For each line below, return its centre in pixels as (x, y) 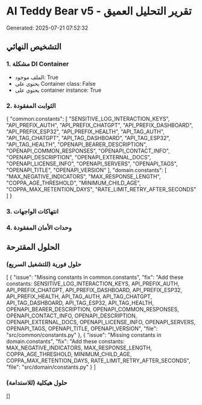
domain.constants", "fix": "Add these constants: (65, 342)
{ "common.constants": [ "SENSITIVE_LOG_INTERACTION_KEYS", (88, 118)
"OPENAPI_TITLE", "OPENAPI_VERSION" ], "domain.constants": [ (87, 170)
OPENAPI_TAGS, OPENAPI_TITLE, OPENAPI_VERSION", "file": (82, 329)
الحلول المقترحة (33, 247)
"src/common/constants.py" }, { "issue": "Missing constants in (84, 335)
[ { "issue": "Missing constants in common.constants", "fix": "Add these (95, 277)
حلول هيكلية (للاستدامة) (37, 383)
